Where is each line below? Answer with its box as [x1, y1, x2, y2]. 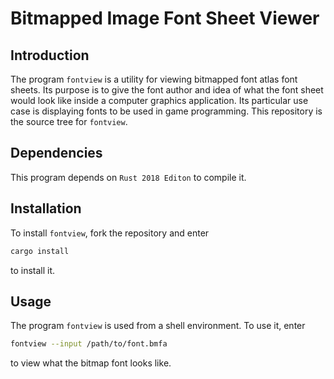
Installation [10, 200, 82, 217]
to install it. [10, 264, 56, 276]
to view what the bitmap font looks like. [10, 357, 172, 369]
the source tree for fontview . [10, 116, 128, 127]
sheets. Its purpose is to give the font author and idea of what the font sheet [10, 84, 324, 96]
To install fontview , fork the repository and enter [10, 227, 210, 239]
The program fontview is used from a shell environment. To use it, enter [10, 320, 306, 332]
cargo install [10, 246, 70, 256]
